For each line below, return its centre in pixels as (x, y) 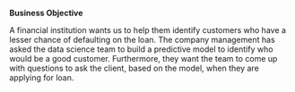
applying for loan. (42, 78)
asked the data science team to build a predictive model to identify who (141, 49)
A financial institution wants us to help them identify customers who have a (148, 30)
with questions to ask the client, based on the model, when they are (134, 68)
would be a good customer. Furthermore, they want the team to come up (143, 59)
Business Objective (46, 13)
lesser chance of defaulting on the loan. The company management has (142, 40)
